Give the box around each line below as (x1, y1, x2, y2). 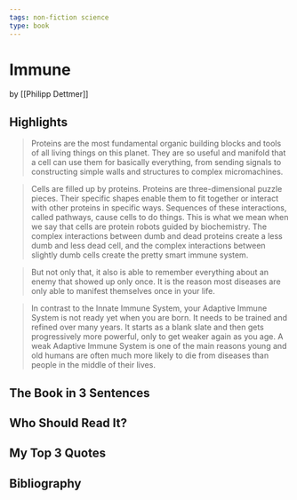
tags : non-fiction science (9, 12, 109, 22)
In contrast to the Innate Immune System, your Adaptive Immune (30, 303, 268, 313)
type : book (9, 21, 50, 30)
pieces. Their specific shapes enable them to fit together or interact (30, 193, 278, 204)
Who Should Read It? (9, 416, 127, 431)
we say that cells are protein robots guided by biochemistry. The (30, 221, 268, 232)
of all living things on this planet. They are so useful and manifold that (30, 147, 286, 158)
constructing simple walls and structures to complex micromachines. (30, 166, 284, 178)
